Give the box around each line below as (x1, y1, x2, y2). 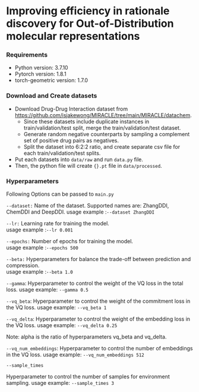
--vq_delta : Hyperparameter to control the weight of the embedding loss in (6, 315, 191, 322)
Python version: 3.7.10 (14, 64, 68, 71)
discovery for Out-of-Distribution (6, 17, 174, 30)
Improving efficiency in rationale (6, 4, 170, 18)
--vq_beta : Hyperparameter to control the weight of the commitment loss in (6, 297, 191, 305)
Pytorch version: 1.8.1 (14, 70, 67, 78)
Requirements (6, 51, 48, 59)
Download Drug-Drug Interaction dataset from (14, 105, 128, 112)
